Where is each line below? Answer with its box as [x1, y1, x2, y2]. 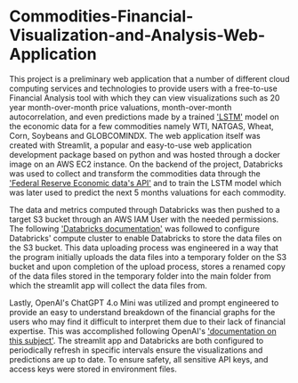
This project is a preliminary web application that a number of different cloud [9, 73, 290, 84]
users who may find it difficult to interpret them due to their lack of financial [9, 316, 286, 327]
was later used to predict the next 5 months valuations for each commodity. [9, 187, 286, 198]
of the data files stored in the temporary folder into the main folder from [9, 270, 271, 281]
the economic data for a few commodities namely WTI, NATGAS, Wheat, [9, 120, 274, 131]
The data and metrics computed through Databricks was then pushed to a [9, 204, 280, 215]
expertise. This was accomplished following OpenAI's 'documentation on [9, 325, 278, 336]
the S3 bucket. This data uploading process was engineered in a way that [9, 242, 278, 253]
